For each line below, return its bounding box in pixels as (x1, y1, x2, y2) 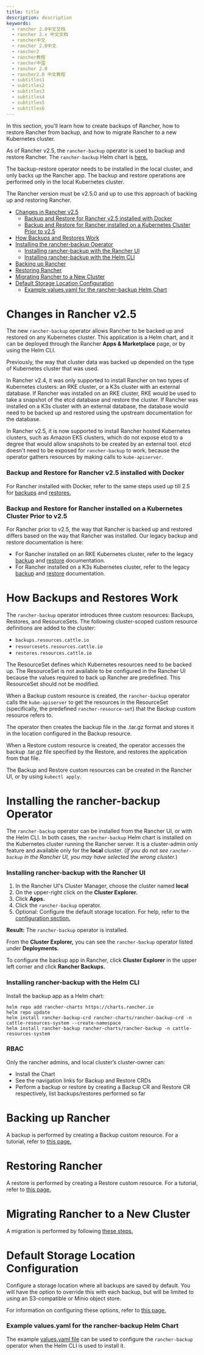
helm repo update (6, 1009, 51, 1015)
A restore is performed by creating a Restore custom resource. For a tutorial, (6, 1179, 198, 1186)
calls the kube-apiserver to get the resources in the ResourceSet (6, 699, 169, 706)
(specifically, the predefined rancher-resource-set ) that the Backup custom (6, 705, 196, 712)
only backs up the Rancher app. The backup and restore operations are (6, 171, 186, 179)
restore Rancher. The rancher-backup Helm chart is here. (6, 153, 148, 160)
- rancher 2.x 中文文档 (12, 32, 69, 38)
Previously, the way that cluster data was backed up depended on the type (6, 358, 194, 366)
